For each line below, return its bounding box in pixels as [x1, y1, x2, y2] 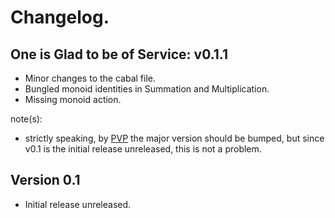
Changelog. [10, 6, 110, 29]
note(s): [10, 113, 43, 125]
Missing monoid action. [24, 94, 122, 105]
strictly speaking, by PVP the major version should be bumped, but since [24, 132, 325, 144]
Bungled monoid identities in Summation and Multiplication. [24, 83, 270, 95]
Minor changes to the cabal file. [24, 72, 156, 84]
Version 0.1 [10, 172, 81, 189]
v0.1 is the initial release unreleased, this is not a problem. [24, 143, 262, 155]
